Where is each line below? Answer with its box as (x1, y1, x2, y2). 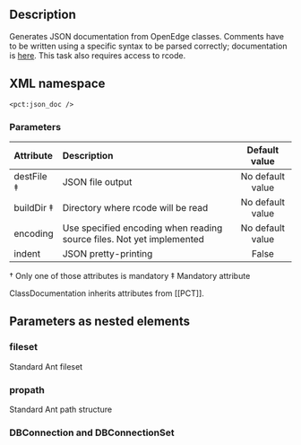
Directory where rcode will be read (62, 201, 209, 214)
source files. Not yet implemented (62, 232, 204, 245)
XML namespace (9, 76, 106, 92)
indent (13, 247, 41, 259)
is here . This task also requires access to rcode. (9, 49, 186, 61)
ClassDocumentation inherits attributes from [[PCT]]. (9, 287, 204, 299)
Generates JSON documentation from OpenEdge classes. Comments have (9, 31, 285, 41)
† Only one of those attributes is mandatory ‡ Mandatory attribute (9, 270, 251, 281)
